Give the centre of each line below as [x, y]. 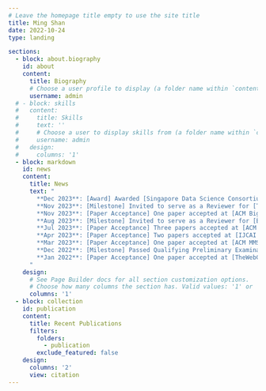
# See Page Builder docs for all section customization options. [139, 280]
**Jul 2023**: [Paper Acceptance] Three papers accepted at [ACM [147, 228]
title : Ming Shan [37, 23]
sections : [25, 52]
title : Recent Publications [76, 323]
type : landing [32, 38]
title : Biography [58, 81]
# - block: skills [46, 103]
